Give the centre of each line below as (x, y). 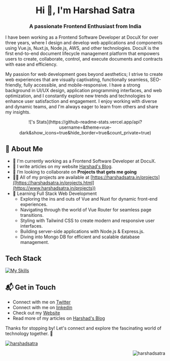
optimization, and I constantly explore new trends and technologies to (78, 96)
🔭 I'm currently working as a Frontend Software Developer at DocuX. (84, 161)
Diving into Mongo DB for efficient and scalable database (80, 237)
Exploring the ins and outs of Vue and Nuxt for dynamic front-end (89, 199)
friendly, (14, 85)
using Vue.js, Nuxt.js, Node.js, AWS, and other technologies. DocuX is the (82, 48)
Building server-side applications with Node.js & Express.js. (82, 232)
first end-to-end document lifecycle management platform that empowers (82, 53)
